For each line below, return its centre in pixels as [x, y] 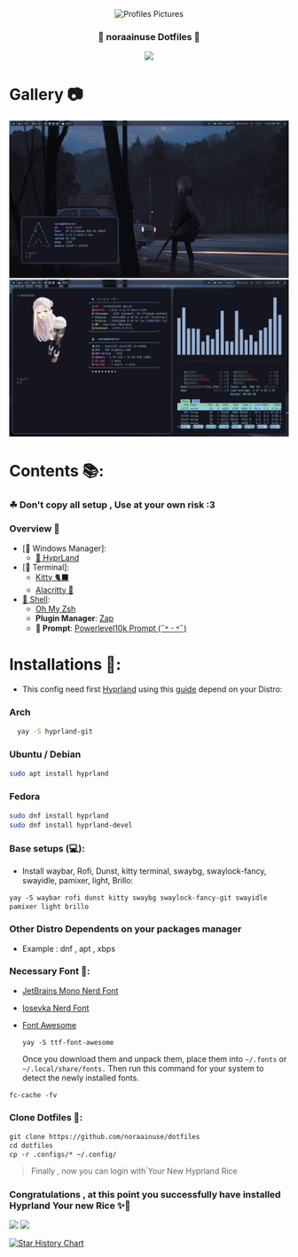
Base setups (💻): [47, 848]
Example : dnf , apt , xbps [69, 948]
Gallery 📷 [47, 94]
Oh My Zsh [55, 609]
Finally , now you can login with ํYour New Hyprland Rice [134, 1171]
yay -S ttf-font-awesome [68, 1042]
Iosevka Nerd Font [55, 1008]
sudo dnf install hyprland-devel [71, 825]
